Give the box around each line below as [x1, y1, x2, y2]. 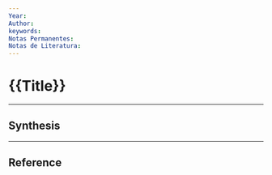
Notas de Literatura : [8, 42, 82, 50]
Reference [8, 156, 62, 170]
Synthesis [8, 119, 61, 133]
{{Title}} [8, 77, 66, 96]
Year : [8, 11, 27, 20]
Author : [8, 19, 35, 28]
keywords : [8, 27, 42, 35]
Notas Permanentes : [8, 34, 74, 43]
